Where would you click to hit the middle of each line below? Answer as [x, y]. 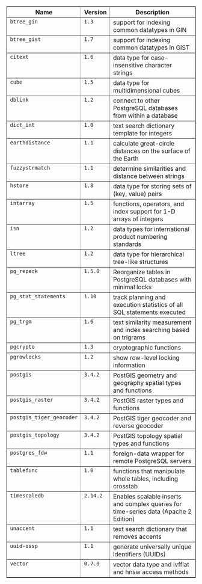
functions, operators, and [149, 204]
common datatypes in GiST [151, 48]
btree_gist [25, 39]
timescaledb [27, 496]
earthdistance [30, 143]
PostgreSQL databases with [152, 279]
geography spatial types [147, 383]
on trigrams [130, 337]
